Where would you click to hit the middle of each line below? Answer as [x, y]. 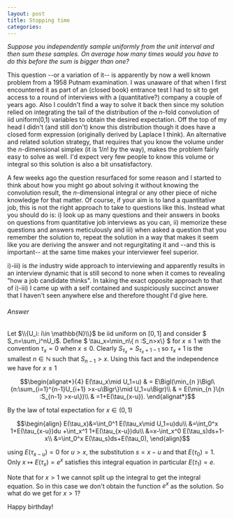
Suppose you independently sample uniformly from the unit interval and [111, 47]
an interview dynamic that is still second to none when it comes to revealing [116, 273]
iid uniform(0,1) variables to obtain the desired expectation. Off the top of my [117, 120]
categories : [24, 27]
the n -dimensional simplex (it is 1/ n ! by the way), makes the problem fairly [113, 149]
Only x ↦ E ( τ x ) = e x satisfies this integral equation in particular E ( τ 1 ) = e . [111, 462]
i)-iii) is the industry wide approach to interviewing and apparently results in [116, 266]
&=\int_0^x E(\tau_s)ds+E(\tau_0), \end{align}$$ [122, 438]
